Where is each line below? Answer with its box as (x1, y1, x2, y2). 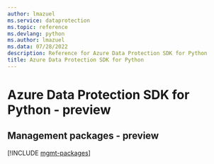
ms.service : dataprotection (7, 17, 91, 24)
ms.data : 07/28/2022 (7, 43, 69, 50)
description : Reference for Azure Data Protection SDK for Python (7, 50, 208, 57)
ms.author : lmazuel (7, 37, 65, 44)
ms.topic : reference (7, 23, 69, 30)
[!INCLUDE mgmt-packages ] (7, 148, 91, 157)
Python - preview (7, 102, 111, 117)
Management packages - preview (7, 130, 159, 142)
